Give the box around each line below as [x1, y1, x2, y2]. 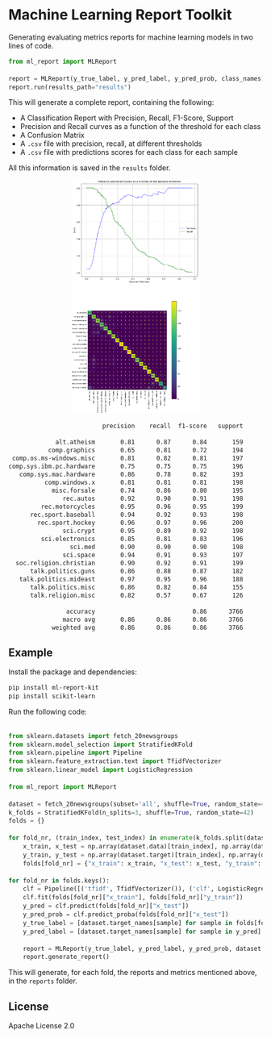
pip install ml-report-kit [8, 684, 99, 692]
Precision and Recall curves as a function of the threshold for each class [19, 122, 261, 131]
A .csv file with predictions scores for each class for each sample [19, 148, 238, 157]
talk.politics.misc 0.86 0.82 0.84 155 [29, 583, 244, 592]
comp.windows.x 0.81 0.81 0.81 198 [44, 478, 244, 487]
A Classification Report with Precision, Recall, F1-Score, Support [19, 113, 234, 123]
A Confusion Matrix [19, 131, 85, 140]
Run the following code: [8, 707, 87, 716]
